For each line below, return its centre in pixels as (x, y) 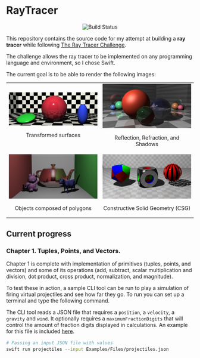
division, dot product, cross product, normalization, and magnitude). (90, 277)
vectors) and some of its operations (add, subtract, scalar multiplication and (99, 270)
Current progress (39, 234)
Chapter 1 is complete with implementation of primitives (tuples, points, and (99, 264)
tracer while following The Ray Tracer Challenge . (66, 45)
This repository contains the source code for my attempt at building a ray (96, 38)
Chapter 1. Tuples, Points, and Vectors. (63, 251)
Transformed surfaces (53, 135)
